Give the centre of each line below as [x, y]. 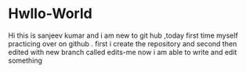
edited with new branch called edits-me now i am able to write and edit [123, 52]
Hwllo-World [50, 14]
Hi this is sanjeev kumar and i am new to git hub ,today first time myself [123, 35]
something [25, 60]
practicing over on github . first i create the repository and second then [123, 43]
